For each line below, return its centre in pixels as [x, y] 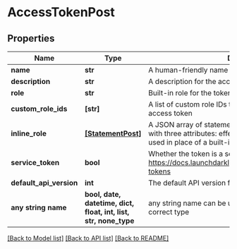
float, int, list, [107, 212]
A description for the [182, 81]
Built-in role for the [180, 93]
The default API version [187, 183]
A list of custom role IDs [187, 104]
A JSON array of [175, 124]
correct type [169, 212]
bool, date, [103, 194]
